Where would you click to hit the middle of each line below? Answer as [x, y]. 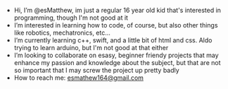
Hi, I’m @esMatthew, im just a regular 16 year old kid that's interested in [118, 10]
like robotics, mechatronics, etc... [62, 32]
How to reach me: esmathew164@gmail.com [79, 78]
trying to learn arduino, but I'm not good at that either [91, 48]
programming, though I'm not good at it [71, 18]
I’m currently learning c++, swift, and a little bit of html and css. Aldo [113, 40]
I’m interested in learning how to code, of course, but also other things [116, 25]
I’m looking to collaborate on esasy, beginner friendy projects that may [116, 55]
